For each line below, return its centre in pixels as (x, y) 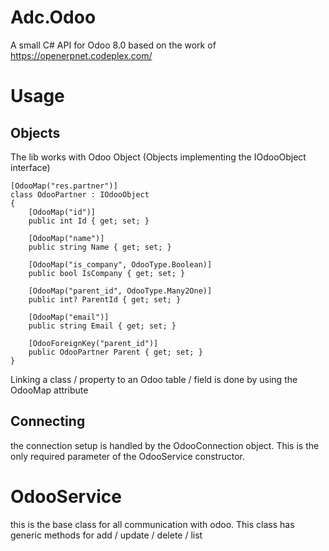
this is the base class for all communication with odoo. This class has (152, 524)
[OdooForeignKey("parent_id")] (93, 343)
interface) (30, 167)
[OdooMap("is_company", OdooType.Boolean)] (120, 264)
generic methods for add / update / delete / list (106, 535)
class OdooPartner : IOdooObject (80, 194)
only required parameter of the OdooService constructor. (127, 456)
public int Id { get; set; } (89, 221)
